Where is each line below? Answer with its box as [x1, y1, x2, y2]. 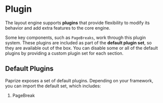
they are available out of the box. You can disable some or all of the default [5, 45, 158, 51]
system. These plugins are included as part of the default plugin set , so [5, 39, 152, 45]
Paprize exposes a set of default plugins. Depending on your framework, [5, 77, 154, 83]
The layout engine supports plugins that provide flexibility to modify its [5, 20, 150, 26]
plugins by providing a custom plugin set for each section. [5, 50, 124, 56]
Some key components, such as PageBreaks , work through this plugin [5, 34, 146, 40]
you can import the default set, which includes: [5, 83, 101, 89]
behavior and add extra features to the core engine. [5, 25, 110, 31]
